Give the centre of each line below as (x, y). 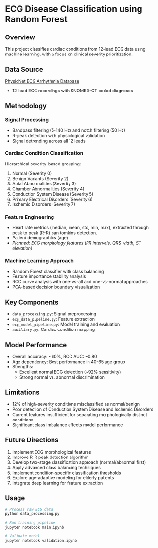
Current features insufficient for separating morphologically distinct (79, 414)
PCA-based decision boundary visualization (56, 287)
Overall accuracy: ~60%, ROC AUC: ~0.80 (54, 357)
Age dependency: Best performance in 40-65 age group (69, 362)
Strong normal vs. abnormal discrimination (62, 377)
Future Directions (32, 440)
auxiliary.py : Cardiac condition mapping (53, 329)
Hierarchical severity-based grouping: (43, 164)
